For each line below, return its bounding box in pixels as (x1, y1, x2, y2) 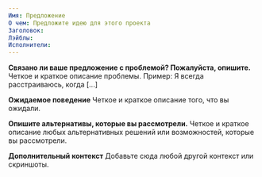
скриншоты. (8, 160, 49, 169)
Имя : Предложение (8, 11, 66, 20)
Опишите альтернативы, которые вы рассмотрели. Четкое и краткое (8, 119, 249, 129)
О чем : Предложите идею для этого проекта (8, 19, 151, 27)
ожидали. (8, 104, 41, 114)
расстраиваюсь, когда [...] (8, 80, 98, 90)
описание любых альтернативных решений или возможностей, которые (8, 128, 255, 137)
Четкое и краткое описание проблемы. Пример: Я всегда (8, 71, 204, 81)
